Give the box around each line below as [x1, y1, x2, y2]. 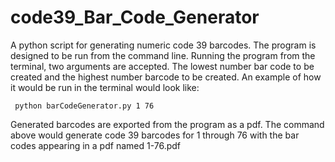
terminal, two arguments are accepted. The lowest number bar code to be [10, 60, 315, 72]
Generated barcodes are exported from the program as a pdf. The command [10, 118, 325, 130]
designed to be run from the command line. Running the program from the [10, 49, 316, 61]
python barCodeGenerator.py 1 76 [14, 101, 155, 111]
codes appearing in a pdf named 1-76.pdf [10, 139, 182, 151]
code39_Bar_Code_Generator [10, 6, 260, 29]
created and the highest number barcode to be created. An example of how [10, 71, 322, 83]
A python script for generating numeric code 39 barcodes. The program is [10, 39, 317, 51]
